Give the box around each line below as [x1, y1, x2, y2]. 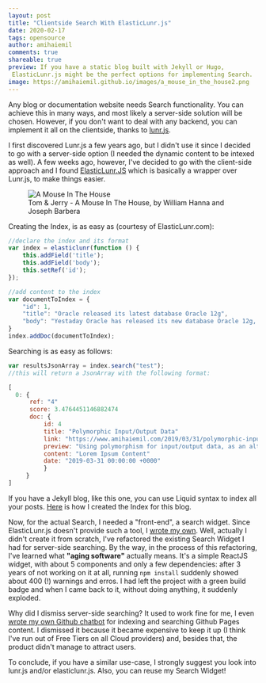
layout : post [8, 11, 51, 20]
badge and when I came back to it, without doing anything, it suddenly [8, 584, 238, 594]
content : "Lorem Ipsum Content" [43, 449, 150, 458]
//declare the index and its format [8, 237, 129, 245]
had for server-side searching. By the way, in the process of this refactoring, [8, 542, 257, 551]
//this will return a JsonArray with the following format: [8, 369, 211, 377]
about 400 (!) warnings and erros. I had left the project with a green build [8, 576, 247, 586]
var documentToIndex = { [8, 295, 90, 303]
